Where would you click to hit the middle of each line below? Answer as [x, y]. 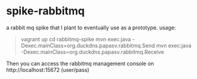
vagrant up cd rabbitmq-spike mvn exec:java [76, 39]
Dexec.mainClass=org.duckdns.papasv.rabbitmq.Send [88, 45]
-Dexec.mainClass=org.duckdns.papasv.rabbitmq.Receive [92, 51]
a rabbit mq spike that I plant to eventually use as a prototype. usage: [91, 28]
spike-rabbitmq [45, 11]
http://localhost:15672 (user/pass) [48, 69]
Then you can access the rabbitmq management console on [80, 63]
